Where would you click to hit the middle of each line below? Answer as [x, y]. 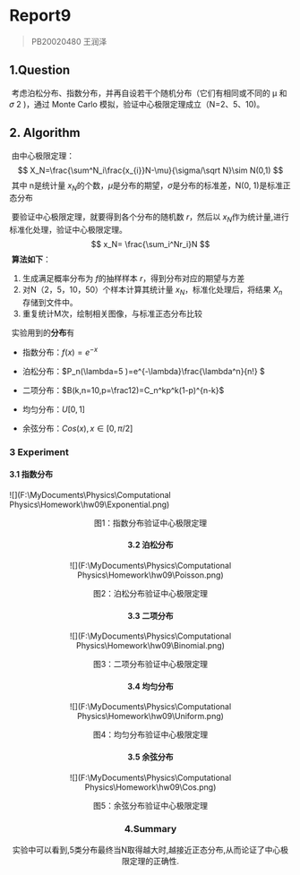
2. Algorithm [45, 133]
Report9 [40, 16]
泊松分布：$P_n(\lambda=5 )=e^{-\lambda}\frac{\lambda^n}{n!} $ [144, 371]
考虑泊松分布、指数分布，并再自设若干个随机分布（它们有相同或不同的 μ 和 [150, 93]
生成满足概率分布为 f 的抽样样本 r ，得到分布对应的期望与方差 [133, 279]
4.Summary [150, 829]
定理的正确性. [154, 861]
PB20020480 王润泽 [69, 41]
